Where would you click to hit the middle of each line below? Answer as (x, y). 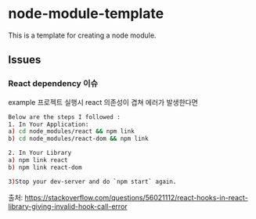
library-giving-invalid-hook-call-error (68, 206)
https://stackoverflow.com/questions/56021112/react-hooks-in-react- (136, 197)
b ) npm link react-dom (45, 167)
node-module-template (86, 14)
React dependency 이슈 (53, 84)
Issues (25, 60)
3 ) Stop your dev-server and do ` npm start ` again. (92, 181)
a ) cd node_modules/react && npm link (71, 131)
